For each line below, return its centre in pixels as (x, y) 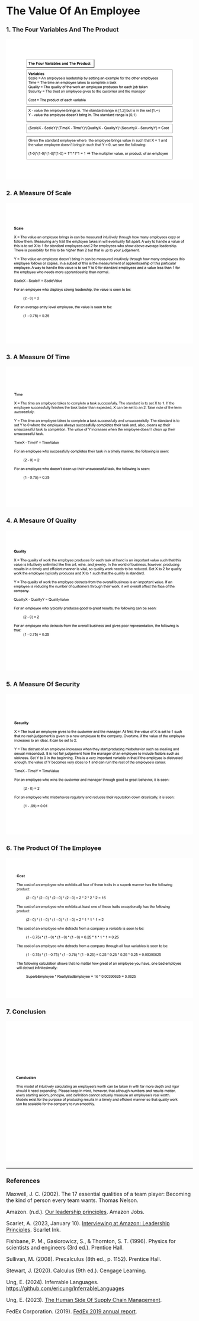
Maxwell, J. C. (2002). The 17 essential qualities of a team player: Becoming (99, 1194)
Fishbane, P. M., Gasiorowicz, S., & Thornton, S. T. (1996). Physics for (91, 1241)
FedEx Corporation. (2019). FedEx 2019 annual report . (72, 1311)
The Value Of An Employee (73, 11)
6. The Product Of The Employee (54, 848)
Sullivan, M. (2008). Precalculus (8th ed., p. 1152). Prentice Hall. (84, 1259)
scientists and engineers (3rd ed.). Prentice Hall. (65, 1247)
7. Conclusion (26, 1011)
